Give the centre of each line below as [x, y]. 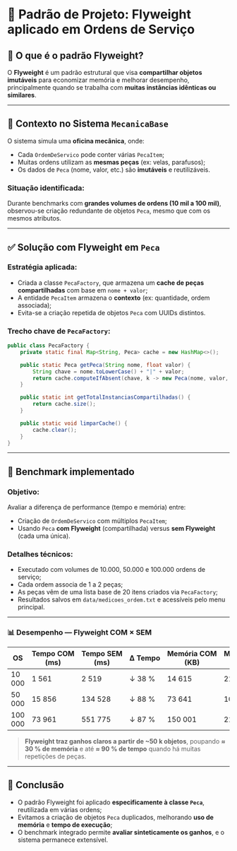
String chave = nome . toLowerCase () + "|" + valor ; [109, 371]
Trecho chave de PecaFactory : [59, 331]
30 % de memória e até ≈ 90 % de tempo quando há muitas [113, 749]
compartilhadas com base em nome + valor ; [83, 290]
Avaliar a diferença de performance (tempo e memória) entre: [97, 507]
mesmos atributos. [35, 218]
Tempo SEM [102, 653]
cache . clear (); [55, 430]
